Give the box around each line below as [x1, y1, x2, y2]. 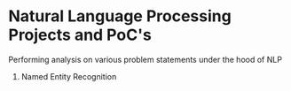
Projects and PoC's [8, 25, 152, 45]
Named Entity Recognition [20, 71, 117, 81]
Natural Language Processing [8, 6, 232, 27]
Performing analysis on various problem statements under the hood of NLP [8, 54, 283, 64]
